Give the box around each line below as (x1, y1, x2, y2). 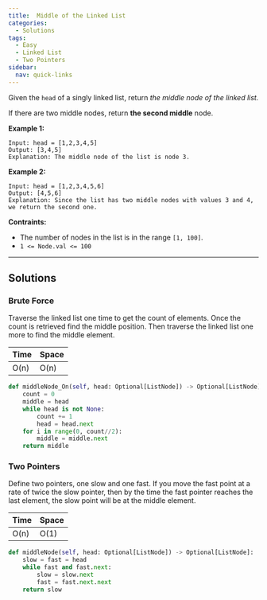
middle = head (22, 398, 69, 406)
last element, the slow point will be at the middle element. (8, 496, 196, 505)
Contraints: (8, 216, 47, 227)
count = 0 (22, 391, 56, 399)
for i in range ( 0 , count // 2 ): (22, 427, 123, 435)
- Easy (15, 41, 37, 49)
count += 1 (37, 412, 73, 420)
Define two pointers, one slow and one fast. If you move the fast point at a (8, 479, 250, 489)
